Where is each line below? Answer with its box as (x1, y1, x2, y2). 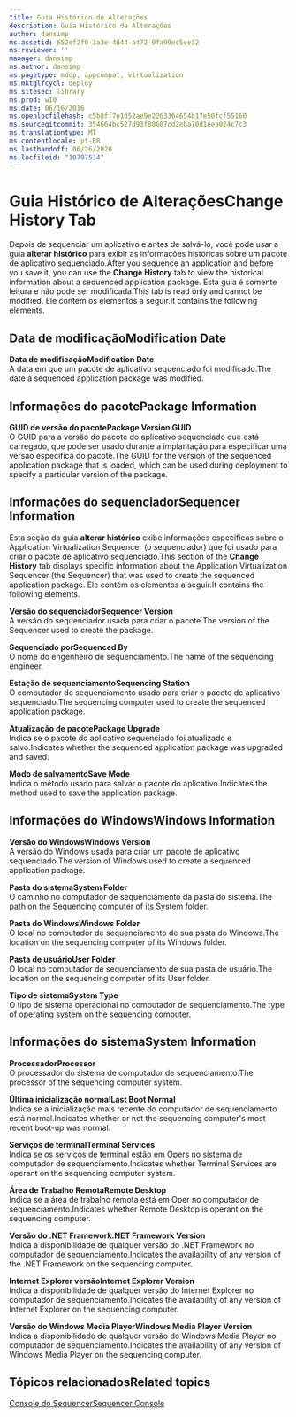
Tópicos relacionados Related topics (9, 1374, 211, 1390)
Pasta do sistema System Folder (9, 882, 128, 893)
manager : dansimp (9, 54, 73, 63)
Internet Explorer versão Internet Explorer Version (9, 1275, 194, 1286)
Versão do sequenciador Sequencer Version (9, 606, 174, 616)
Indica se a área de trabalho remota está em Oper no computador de (9, 1194, 260, 1204)
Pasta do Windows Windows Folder (9, 918, 140, 928)
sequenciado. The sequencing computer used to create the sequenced (9, 696, 266, 707)
